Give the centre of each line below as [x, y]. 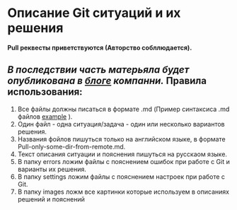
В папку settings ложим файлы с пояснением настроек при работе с [121, 176]
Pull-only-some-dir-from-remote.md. [71, 146]
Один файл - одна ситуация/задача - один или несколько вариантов [121, 124]
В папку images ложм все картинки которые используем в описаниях [123, 192]
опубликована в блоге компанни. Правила [107, 81]
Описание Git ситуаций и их [94, 13]
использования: [45, 92]
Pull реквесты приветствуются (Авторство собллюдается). [100, 47]
